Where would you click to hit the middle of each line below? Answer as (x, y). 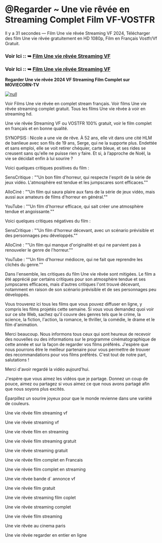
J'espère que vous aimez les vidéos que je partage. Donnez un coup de (77, 379)
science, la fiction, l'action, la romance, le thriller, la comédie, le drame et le (80, 320)
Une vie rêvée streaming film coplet (40, 498)
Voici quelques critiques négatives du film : (48, 221)
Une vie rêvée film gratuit (30, 488)
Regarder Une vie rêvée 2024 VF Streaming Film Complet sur (67, 80)
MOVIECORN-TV (22, 85)
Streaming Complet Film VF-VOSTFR (80, 20)
